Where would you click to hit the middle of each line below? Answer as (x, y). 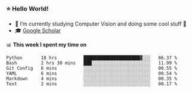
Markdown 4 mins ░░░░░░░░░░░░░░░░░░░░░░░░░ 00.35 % (92, 79)
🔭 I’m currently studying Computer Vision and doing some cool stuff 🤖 (100, 24)
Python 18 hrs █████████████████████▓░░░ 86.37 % (92, 58)
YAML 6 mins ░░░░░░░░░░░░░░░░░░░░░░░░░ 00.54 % (92, 74)
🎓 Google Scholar (38, 30)
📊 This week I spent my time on (47, 45)
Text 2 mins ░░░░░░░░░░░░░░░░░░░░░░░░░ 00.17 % (92, 84)
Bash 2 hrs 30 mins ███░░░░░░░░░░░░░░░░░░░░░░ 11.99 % (92, 63)
